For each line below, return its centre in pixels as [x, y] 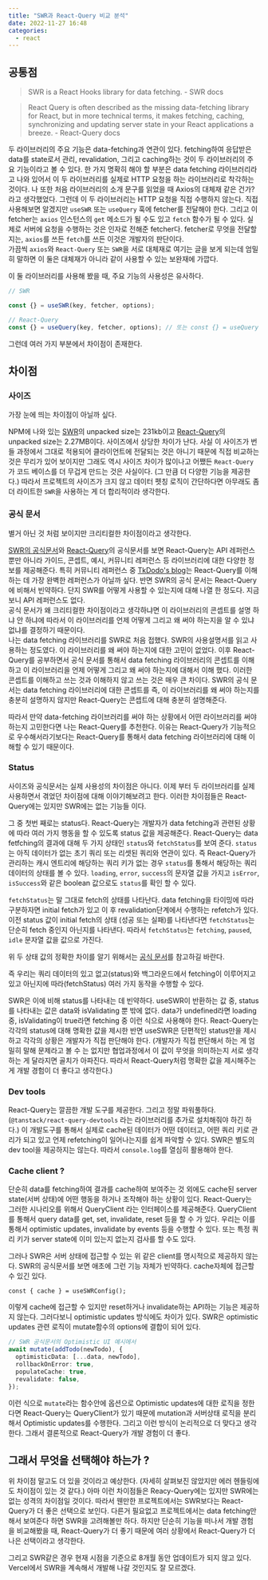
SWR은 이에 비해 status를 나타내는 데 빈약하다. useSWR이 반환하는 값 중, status [134, 1000]
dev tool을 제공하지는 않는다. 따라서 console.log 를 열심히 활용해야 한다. [121, 1150]
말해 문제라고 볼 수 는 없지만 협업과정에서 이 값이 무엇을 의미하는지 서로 [134, 1050]
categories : [28, 30]
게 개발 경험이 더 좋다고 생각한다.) [61, 1070]
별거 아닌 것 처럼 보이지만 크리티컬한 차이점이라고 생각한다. [100, 533]
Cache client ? [37, 1171]
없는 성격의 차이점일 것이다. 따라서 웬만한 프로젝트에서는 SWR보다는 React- [126, 1501]
